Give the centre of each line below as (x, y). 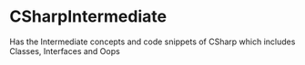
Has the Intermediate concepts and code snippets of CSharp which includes (152, 42)
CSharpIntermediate (88, 17)
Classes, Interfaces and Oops (65, 51)
